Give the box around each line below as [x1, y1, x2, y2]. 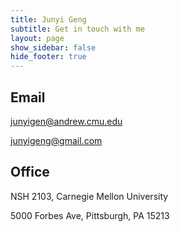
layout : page [10, 33, 65, 43]
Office [10, 164, 50, 181]
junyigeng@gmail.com [10, 134, 103, 146]
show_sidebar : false [10, 42, 97, 53]
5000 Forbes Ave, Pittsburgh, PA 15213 [10, 209, 170, 221]
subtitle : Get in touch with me [10, 24, 145, 34]
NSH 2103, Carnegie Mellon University [10, 190, 169, 202]
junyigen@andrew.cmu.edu [10, 115, 123, 127]
